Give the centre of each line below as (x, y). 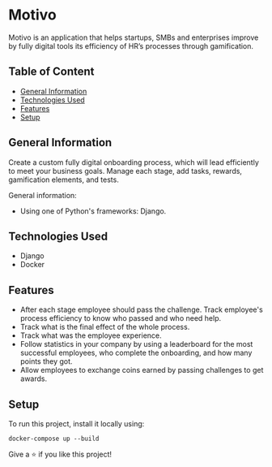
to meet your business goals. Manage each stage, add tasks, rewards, (125, 171)
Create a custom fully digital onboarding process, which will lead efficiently (134, 162)
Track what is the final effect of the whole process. (105, 327)
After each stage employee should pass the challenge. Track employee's (141, 309)
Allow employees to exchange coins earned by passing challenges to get (142, 370)
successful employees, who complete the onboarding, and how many (136, 353)
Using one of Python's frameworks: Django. (93, 211)
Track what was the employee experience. (91, 335)
